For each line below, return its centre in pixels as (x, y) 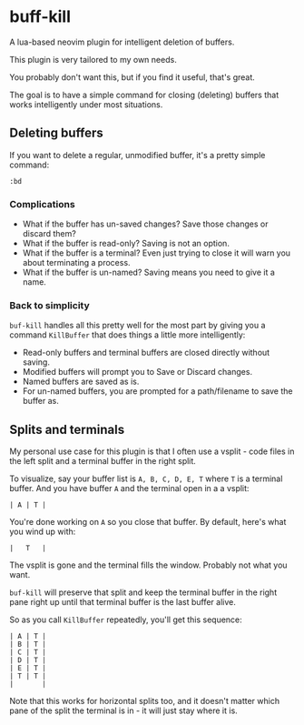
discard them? (49, 234)
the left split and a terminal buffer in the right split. (103, 461)
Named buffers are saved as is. (81, 382)
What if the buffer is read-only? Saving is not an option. (126, 244)
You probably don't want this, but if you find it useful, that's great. (132, 77)
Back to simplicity (50, 305)
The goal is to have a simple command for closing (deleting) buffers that (144, 95)
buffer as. (40, 401)
